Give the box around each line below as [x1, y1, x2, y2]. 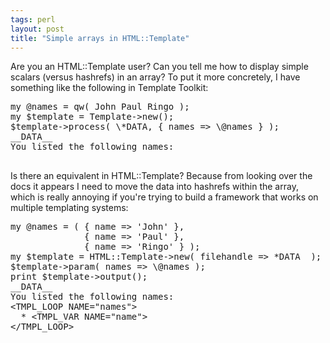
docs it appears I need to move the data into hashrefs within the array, [10, 181, 299, 193]
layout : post [10, 24, 65, 34]
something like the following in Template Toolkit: [10, 82, 209, 94]
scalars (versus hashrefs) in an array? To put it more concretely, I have [10, 71, 301, 83]
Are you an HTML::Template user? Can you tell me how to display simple [10, 61, 309, 73]
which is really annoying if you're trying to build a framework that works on [10, 191, 319, 203]
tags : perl [10, 14, 56, 25]
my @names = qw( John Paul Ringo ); [10, 101, 190, 113]
